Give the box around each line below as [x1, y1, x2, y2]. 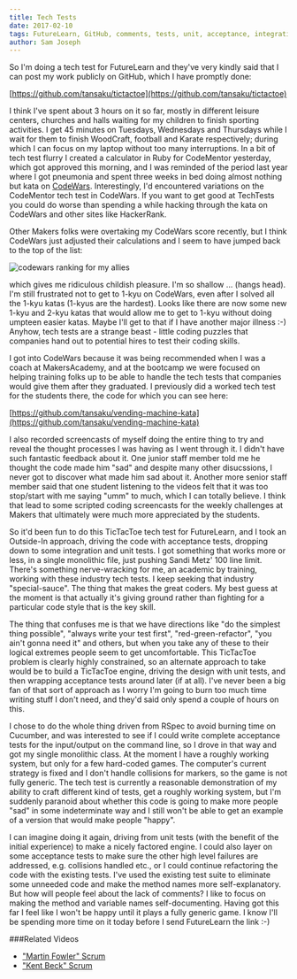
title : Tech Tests [9, 12, 77, 22]
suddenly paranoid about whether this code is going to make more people [9, 796, 278, 806]
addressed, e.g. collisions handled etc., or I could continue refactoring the [9, 860, 278, 871]
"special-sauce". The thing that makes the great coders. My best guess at [9, 583, 278, 594]
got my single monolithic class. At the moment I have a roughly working [9, 749, 270, 759]
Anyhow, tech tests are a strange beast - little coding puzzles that [9, 327, 249, 337]
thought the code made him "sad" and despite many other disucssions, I [9, 462, 272, 474]
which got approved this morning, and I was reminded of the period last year [9, 162, 288, 173]
